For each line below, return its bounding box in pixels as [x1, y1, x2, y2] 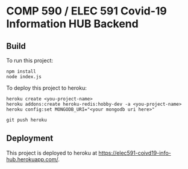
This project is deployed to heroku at [6, 149, 98, 156]
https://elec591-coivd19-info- [98, 149, 172, 156]
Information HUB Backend [6, 17, 139, 31]
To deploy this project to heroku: [6, 84, 87, 91]
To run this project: [6, 57, 53, 64]
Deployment [6, 134, 54, 144]
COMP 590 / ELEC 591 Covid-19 [6, 4, 168, 18]
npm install [6, 69, 36, 75]
